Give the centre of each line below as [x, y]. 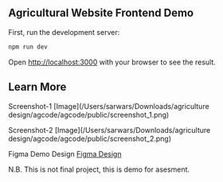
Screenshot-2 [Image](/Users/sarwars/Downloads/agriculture [110, 130]
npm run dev [28, 47]
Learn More [37, 87]
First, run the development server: [64, 32]
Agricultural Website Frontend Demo [101, 13]
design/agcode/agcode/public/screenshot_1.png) [89, 114]
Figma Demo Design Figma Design [65, 153]
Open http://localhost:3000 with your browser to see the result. [112, 62]
